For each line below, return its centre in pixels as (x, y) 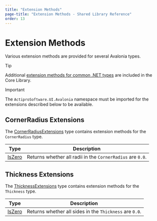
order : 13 (15, 19)
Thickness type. (21, 191)
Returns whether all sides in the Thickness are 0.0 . (84, 211)
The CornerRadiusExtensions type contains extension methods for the (76, 132)
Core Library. (18, 80)
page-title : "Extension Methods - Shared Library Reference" (69, 14)
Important (15, 90)
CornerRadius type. (24, 137)
